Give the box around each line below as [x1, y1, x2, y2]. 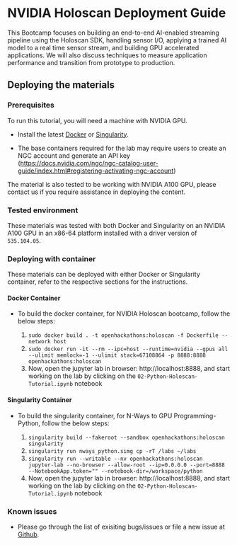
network [28, 338, 51, 345]
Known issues [7, 506, 57, 516]
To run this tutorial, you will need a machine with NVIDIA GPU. [7, 116, 187, 125]
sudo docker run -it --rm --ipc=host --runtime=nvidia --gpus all [28, 345, 229, 353]
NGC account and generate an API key [17, 151, 131, 160]
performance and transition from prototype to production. [7, 58, 175, 67]
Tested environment [7, 205, 79, 215]
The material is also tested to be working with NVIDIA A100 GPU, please [7, 180, 216, 188]
